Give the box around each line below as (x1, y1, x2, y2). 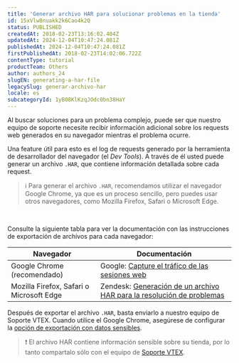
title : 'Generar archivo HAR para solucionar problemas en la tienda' (7, 10, 221, 18)
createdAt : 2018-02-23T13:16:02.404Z (7, 30, 119, 38)
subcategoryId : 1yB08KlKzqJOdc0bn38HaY (7, 97, 126, 104)
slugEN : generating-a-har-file (7, 76, 100, 84)
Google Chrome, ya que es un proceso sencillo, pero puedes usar (24, 190, 218, 197)
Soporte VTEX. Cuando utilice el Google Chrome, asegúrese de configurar (7, 316, 225, 324)
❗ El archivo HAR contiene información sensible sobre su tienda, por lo (24, 338, 230, 346)
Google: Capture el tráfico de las (100, 261, 208, 271)
